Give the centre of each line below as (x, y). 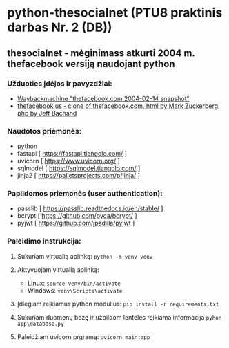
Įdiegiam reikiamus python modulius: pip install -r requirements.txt (118, 304)
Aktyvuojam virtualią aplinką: (58, 269)
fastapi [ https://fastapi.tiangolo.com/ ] (72, 154)
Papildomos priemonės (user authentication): (85, 194)
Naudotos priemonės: (44, 131)
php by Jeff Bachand (47, 113)
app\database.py (40, 324)
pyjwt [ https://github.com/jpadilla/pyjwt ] (76, 223)
